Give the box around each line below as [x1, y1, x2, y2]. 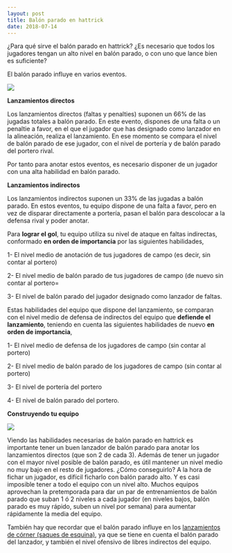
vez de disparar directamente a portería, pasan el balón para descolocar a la [7, 209, 225, 218]
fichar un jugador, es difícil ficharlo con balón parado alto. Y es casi [7, 473, 200, 482]
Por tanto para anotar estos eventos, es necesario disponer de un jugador [7, 160, 218, 168]
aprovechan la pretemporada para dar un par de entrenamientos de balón [7, 488, 217, 496]
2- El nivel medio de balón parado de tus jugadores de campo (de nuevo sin [7, 272, 224, 280]
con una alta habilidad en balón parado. [7, 168, 121, 176]
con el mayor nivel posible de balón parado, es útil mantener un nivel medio [7, 458, 223, 466]
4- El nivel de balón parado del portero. [7, 396, 120, 405]
